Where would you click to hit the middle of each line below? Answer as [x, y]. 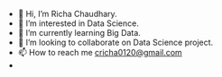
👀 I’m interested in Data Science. [79, 23]
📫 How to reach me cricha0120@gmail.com [100, 52]
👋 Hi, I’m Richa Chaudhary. [67, 14]
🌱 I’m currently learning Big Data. [79, 33]
